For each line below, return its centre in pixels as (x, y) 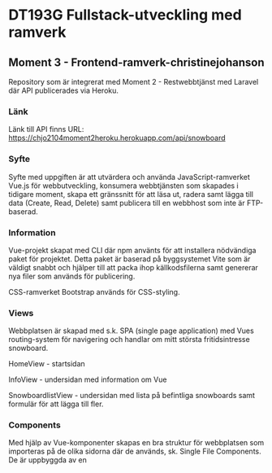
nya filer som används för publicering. (72, 276)
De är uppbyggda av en (48, 460)
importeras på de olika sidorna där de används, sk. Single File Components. (135, 451)
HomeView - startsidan (47, 364)
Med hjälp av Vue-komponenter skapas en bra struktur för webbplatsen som (136, 443)
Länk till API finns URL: (46, 129)
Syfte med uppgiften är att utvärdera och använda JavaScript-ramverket (129, 177)
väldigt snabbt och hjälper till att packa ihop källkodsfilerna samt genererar (133, 267)
